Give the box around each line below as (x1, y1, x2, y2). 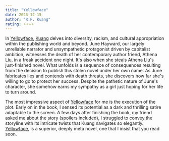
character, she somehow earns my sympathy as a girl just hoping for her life (5, 84, 163, 90)
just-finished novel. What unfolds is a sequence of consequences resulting (5, 62, 161, 68)
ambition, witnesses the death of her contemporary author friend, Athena (5, 52, 157, 58)
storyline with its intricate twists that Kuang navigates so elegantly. (5, 120, 144, 126)
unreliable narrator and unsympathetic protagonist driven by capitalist (5, 46, 150, 52)
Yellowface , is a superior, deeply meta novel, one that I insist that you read (5, 126, 160, 132)
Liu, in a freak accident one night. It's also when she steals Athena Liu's (5, 57, 154, 63)
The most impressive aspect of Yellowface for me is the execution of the (5, 99, 156, 105)
